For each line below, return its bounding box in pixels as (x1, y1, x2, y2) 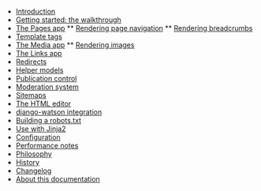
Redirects (15, 57, 47, 66)
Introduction (15, 7, 56, 16)
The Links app (15, 49, 62, 58)
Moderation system (15, 82, 79, 92)
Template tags (15, 32, 63, 41)
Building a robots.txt (15, 116, 81, 125)
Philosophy (15, 149, 53, 159)
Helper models (15, 66, 64, 74)
